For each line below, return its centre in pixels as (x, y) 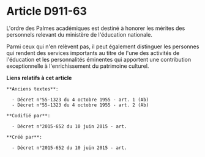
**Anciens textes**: (33, 89)
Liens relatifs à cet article (39, 78)
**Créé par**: (24, 137)
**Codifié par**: (28, 115)
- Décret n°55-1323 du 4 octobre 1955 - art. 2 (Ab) (80, 105)
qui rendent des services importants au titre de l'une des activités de (93, 53)
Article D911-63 (47, 11)
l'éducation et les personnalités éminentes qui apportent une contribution (99, 59)
